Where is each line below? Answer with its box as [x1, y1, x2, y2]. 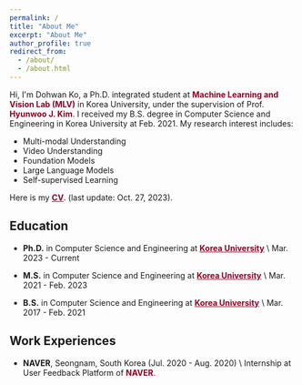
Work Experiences [9, 333, 116, 349]
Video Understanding [22, 145, 103, 156]
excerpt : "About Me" [9, 30, 88, 39]
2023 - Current [22, 252, 80, 263]
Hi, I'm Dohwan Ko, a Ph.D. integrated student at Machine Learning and [9, 88, 279, 100]
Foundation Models [22, 155, 96, 166]
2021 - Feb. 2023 [22, 279, 88, 290]
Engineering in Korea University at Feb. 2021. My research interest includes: [9, 117, 294, 128]
